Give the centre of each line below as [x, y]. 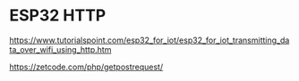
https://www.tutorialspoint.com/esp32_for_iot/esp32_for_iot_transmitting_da [149, 40]
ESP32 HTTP [58, 16]
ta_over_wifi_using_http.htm [60, 49]
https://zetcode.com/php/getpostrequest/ [86, 67]
